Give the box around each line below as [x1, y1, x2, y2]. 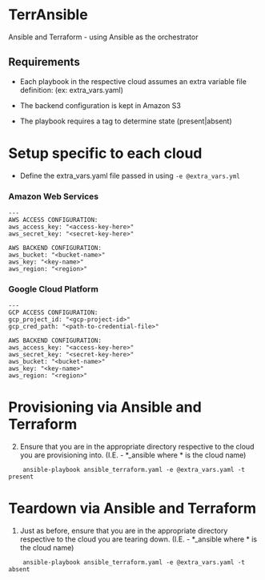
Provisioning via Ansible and [8, 398, 202, 417]
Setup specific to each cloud [8, 144, 203, 162]
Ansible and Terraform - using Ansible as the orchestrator [8, 32, 199, 42]
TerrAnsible [8, 6, 88, 24]
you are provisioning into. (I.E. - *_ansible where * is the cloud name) [19, 450, 247, 460]
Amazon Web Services [8, 191, 99, 202]
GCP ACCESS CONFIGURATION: [8, 308, 98, 317]
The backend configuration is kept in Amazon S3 [19, 100, 182, 110]
